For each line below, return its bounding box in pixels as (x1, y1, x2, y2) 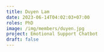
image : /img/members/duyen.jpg (6, 25, 85, 32)
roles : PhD (6, 20, 34, 26)
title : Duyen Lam (6, 8, 50, 15)
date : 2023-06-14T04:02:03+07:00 (6, 14, 90, 20)
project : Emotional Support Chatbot (6, 31, 98, 37)
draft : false (6, 36, 39, 42)
